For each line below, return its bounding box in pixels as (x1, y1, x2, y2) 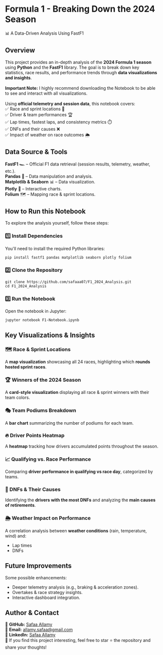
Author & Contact (5, 609, 59, 617)
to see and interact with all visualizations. (5, 90, 88, 96)
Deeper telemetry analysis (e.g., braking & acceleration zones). (12, 584, 139, 590)
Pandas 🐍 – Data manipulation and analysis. (5, 173, 93, 179)
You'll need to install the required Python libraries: (5, 246, 105, 251)
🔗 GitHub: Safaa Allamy (5, 621, 53, 628)
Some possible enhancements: (5, 574, 67, 580)
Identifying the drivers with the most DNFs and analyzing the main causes (5, 497, 156, 503)
